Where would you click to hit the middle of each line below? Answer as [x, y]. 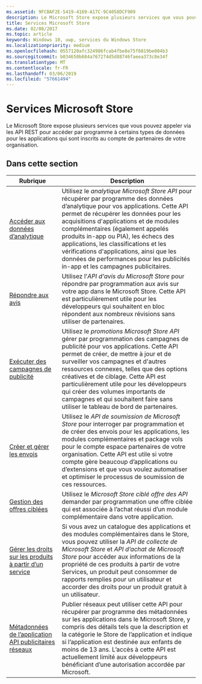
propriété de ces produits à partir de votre [121, 564]
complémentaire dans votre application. [118, 516]
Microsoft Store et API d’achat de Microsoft [123, 549]
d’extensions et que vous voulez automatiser [124, 469]
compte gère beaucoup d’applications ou [120, 461]
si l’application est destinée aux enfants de [122, 642]
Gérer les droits [31, 549]
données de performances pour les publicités [126, 259]
